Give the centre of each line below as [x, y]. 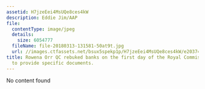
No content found [28, 80]
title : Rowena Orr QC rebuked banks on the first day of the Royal [94, 57]
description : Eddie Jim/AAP [42, 18]
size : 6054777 [35, 40]
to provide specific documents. [53, 63]
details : [23, 35]
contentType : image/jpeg [43, 29]
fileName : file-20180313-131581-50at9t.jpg [68, 46]
